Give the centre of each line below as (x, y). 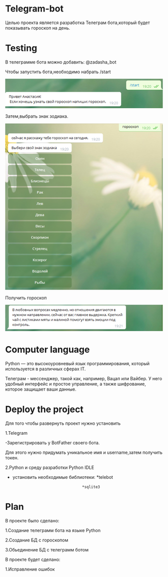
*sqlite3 (91, 487)
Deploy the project (44, 409)
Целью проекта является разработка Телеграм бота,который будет (77, 23)
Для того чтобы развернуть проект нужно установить (63, 423)
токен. (12, 458)
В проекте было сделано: (32, 520)
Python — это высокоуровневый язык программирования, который (77, 364)
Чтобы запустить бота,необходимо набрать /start (58, 72)
